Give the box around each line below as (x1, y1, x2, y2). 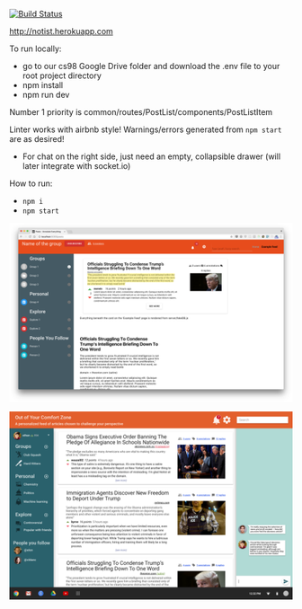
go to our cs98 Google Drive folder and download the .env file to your (22, 61, 280, 71)
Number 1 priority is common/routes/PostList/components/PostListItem (9, 107, 273, 117)
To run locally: (9, 43, 62, 54)
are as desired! (9, 134, 65, 144)
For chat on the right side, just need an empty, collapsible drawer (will (22, 151, 281, 162)
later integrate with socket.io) (22, 161, 131, 171)
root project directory (22, 70, 102, 81)
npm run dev (22, 90, 70, 100)
